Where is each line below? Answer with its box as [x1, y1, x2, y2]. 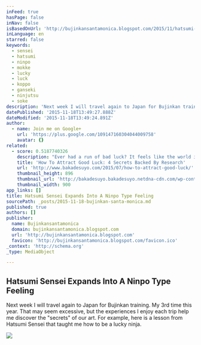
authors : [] [6, 209, 36, 216]
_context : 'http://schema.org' [6, 243, 84, 249]
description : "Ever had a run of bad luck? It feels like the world [17, 154, 191, 160]
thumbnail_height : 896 [17, 170, 74, 177]
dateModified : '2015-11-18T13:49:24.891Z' [6, 115, 114, 121]
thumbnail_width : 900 [17, 182, 71, 188]
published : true [6, 204, 47, 210]
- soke [11, 98, 28, 104]
